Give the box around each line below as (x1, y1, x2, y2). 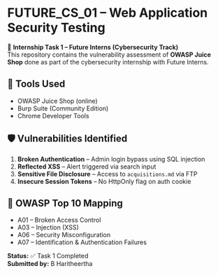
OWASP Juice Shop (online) (17, 97, 98, 105)
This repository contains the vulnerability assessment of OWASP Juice (7, 50, 212, 59)
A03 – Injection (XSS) (17, 223, 79, 232)
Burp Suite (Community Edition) (17, 104, 109, 113)
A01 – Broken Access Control (17, 216, 101, 225)
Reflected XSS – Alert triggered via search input (17, 162, 157, 171)
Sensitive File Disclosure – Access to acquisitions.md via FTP (17, 169, 198, 178)
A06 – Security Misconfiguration (17, 231, 111, 239)
